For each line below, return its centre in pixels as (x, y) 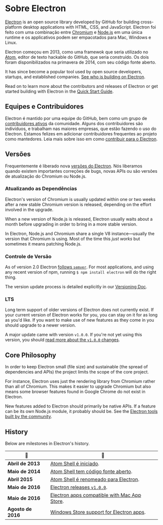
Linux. (11, 42)
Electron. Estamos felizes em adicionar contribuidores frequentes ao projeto (81, 133)
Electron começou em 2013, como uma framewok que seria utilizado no (77, 52)
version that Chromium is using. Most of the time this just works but (73, 239)
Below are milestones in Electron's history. (47, 443)
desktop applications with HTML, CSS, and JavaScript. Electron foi (89, 27)
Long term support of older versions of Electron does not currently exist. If (79, 310)
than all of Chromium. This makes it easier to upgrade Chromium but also (78, 387)
